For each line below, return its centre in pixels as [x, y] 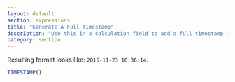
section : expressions [39, 20]
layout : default [31, 14]
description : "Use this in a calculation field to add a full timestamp [115, 33]
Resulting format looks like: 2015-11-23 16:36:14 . [78, 60]
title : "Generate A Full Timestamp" [60, 27]
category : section [34, 40]
